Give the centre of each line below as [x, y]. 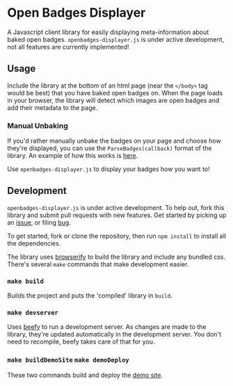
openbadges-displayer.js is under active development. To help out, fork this [116, 207]
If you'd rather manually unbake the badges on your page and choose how [114, 141]
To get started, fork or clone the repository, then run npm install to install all [116, 236]
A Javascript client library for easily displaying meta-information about [108, 32]
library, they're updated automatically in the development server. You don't [114, 335]
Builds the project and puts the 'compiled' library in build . [90, 296]
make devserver [33, 313]
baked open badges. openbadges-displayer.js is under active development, [116, 39]
